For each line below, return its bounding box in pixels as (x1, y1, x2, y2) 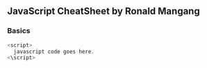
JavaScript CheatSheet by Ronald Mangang (7, 5, 200, 17)
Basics (7, 26, 31, 36)
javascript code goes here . (13, 48, 95, 55)
